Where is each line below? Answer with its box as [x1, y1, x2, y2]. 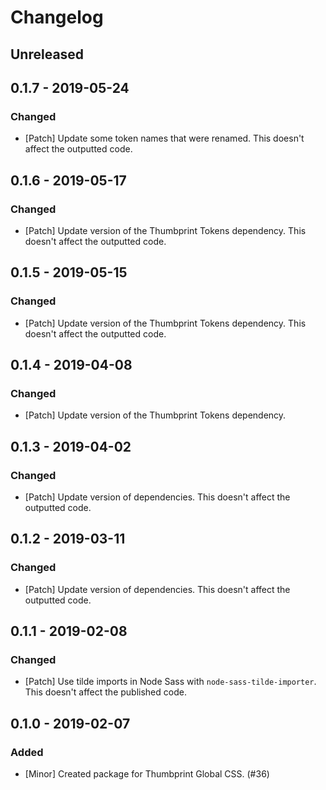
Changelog [10, 6, 104, 29]
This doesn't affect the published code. [24, 686, 187, 698]
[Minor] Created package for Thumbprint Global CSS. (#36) [24, 768, 270, 780]
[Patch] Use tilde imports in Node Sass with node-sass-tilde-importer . [24, 676, 317, 688]
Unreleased [10, 46, 85, 63]
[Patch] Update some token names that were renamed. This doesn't [24, 132, 305, 145]
